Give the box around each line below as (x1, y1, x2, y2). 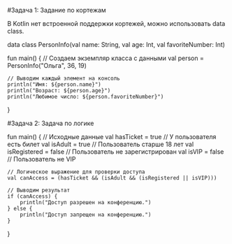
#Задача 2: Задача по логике (7, 119, 94, 127)
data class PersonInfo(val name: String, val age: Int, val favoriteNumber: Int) (7, 41, 226, 48)
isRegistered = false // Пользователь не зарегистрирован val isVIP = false (7, 148, 224, 156)
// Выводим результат (7, 187, 71, 194)
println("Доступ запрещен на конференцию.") (20, 211, 152, 218)
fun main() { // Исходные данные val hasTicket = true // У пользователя (7, 133, 217, 141)
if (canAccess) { (7, 193, 58, 200)
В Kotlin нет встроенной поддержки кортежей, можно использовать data (7, 20, 226, 27)
